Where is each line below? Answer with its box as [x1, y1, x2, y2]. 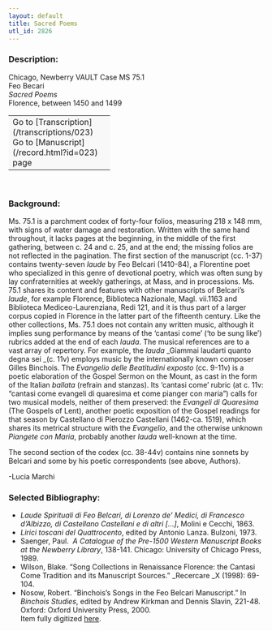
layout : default [8, 11, 63, 20]
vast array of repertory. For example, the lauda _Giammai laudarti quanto [8, 346, 252, 355]
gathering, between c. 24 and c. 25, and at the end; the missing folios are [8, 242, 254, 251]
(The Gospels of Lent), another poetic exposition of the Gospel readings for [8, 406, 261, 415]
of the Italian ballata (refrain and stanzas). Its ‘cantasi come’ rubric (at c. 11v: [8, 380, 264, 389]
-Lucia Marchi [8, 471, 55, 481]
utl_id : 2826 [8, 27, 53, 35]
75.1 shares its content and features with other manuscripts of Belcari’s [8, 285, 245, 294]
